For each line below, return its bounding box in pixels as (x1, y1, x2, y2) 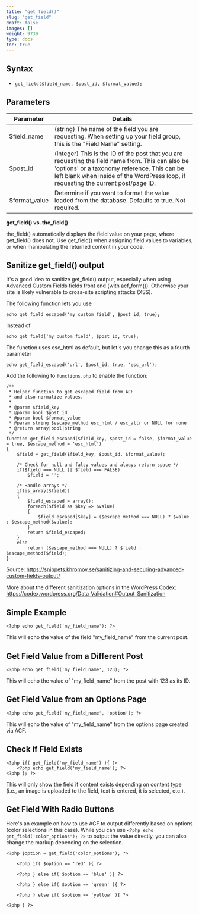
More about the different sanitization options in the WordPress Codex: (6, 584, 176, 591)
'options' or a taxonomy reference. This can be (54, 164, 185, 173)
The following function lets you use (6, 300, 92, 307)
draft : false (6, 20, 38, 26)
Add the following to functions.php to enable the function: (6, 373, 148, 380)
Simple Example (6, 608, 67, 618)
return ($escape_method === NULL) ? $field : (27, 545, 142, 551)
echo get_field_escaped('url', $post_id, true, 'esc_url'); (6, 362, 158, 368)
